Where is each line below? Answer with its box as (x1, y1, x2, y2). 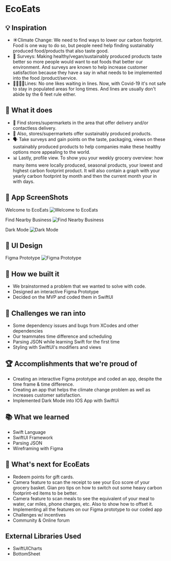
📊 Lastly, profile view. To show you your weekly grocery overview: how (12, 154, 163, 161)
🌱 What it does (5, 106, 53, 115)
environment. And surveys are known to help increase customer (12, 64, 148, 70)
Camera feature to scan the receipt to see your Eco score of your (12, 479, 150, 485)
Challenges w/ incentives (12, 511, 66, 518)
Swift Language (12, 429, 46, 435)
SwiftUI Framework (12, 434, 53, 440)
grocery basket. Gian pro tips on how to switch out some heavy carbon (12, 484, 162, 490)
